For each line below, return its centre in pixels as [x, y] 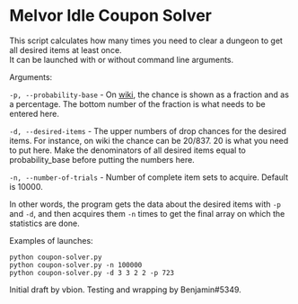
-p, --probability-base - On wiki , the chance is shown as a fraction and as [149, 94]
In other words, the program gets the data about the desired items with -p [145, 204]
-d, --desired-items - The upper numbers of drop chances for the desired [148, 130]
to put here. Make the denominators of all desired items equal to [128, 150]
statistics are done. [44, 223]
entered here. [35, 113]
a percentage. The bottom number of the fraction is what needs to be [138, 103]
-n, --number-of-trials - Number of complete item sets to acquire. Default [149, 177]
